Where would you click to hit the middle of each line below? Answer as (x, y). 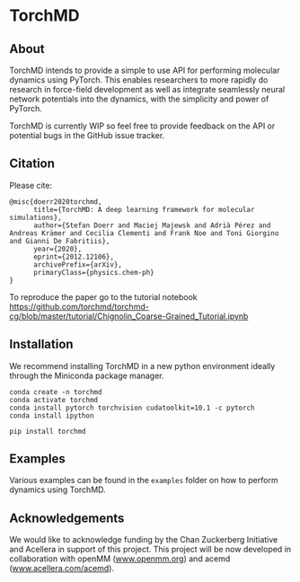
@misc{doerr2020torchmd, (56, 202)
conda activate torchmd (54, 400)
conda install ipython (52, 415)
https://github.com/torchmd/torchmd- (79, 306)
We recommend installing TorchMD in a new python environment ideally (142, 366)
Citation (32, 164)
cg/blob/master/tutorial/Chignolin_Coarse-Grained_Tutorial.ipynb (129, 316)
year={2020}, (57, 249)
